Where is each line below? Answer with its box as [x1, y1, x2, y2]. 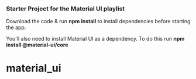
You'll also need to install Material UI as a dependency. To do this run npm [6, 35, 185, 42]
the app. [6, 24, 26, 31]
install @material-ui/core [6, 41, 68, 48]
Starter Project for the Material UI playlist [6, 5, 125, 13]
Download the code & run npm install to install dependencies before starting [6, 18, 191, 25]
